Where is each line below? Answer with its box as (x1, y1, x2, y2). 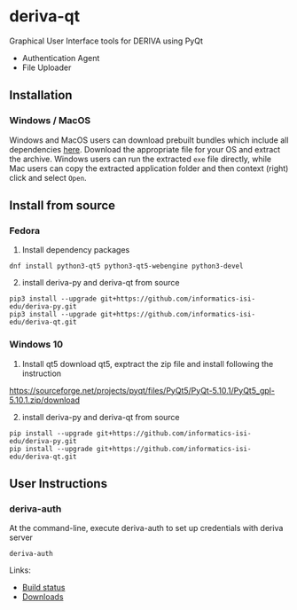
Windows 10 (9, 339, 64, 351)
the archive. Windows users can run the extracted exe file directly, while (9, 153, 272, 164)
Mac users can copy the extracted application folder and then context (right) (9, 162, 289, 174)
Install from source (9, 198, 116, 214)
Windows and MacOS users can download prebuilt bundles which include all (9, 135, 289, 145)
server (9, 532, 34, 543)
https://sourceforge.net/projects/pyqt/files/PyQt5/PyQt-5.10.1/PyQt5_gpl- (9, 385, 275, 395)
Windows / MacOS (9, 114, 91, 127)
